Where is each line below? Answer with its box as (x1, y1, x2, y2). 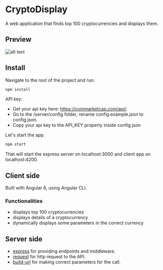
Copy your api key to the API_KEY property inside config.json (12, 122, 141, 128)
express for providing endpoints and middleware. (12, 248, 116, 254)
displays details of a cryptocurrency (12, 214, 88, 221)
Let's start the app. (5, 132, 45, 138)
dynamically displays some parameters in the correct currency (12, 220, 144, 226)
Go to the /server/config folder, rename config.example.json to (12, 111, 144, 118)
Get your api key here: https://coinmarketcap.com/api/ (12, 106, 127, 112)
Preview (5, 35, 32, 44)
